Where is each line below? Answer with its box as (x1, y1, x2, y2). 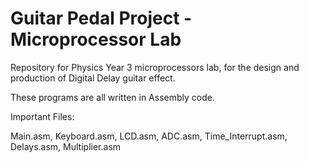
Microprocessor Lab (10, 28, 182, 51)
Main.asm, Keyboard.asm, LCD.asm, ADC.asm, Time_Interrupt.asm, (10, 130, 288, 142)
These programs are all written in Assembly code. (10, 91, 215, 103)
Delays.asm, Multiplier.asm (10, 140, 122, 152)
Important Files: (10, 110, 75, 122)
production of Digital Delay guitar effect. (10, 72, 176, 84)
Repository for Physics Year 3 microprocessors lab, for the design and (10, 61, 300, 73)
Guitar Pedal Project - (10, 7, 193, 30)
